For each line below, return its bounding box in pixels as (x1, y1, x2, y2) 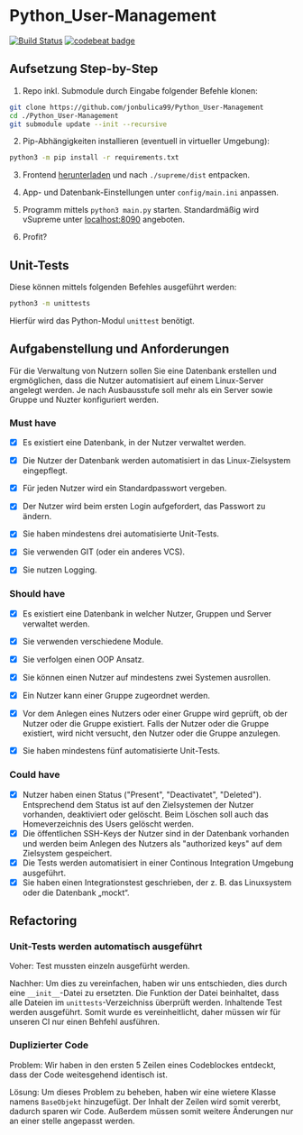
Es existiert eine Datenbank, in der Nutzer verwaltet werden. (22, 437, 246, 448)
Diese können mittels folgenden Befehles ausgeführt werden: (9, 281, 237, 293)
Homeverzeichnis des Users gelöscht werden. (22, 818, 194, 829)
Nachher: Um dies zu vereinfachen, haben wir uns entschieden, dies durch (9, 978, 288, 989)
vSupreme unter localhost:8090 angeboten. (22, 214, 185, 225)
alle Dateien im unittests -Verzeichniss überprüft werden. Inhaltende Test (9, 997, 282, 1008)
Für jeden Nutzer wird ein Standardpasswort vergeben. (22, 483, 227, 494)
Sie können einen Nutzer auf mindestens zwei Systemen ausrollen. (22, 672, 271, 682)
